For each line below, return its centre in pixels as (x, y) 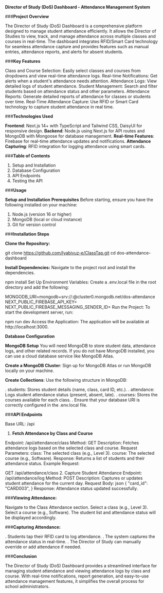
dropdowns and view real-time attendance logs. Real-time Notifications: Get (81, 76)
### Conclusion (21, 556)
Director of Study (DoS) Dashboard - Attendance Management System (78, 7)
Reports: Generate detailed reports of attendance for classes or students (78, 96)
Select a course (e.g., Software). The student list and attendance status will (80, 512)
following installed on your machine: (41, 205)
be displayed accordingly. (31, 518)
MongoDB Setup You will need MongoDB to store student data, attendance (80, 346)
